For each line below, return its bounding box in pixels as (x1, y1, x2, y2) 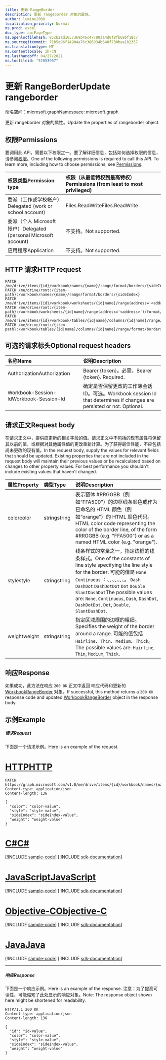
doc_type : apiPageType (5, 30, 52, 35)
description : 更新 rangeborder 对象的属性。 (5, 12, 92, 17)
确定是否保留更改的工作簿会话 (83, 382, 153, 389)
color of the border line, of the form (75, 526, 157, 533)
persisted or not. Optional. (83, 403, 144, 410)
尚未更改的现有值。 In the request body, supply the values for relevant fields (5, 448, 159, 454)
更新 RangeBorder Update (5, 81, 110, 92)
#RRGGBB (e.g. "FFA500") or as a (75, 532, 154, 539)
